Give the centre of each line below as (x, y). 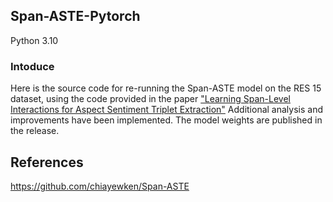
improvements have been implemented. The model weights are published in (166, 120)
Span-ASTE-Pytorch (75, 16)
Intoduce (32, 66)
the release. (35, 131)
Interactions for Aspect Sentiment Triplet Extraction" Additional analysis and (166, 110)
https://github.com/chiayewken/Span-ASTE (100, 186)
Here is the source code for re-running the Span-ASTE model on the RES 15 (166, 88)
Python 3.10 (34, 40)
